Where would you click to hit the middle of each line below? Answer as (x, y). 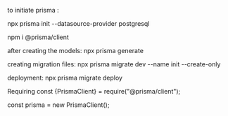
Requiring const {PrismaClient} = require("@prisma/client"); (94, 91)
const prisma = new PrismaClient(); (58, 105)
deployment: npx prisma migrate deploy (65, 78)
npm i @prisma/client (38, 37)
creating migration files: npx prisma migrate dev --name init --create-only (114, 64)
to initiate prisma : (33, 10)
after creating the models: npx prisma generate (76, 51)
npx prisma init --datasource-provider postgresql (78, 23)
